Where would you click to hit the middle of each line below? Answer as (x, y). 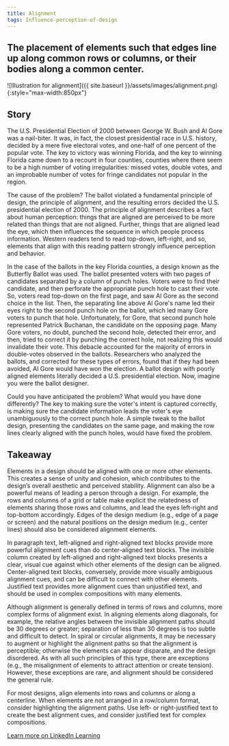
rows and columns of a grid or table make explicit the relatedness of (103, 500)
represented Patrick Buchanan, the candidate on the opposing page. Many (112, 325)
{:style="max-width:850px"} (47, 93)
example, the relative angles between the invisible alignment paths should (111, 621)
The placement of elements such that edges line (112, 48)
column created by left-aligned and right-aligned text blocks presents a (107, 557)
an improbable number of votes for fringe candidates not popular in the (107, 175)
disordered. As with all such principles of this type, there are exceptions (108, 658)
